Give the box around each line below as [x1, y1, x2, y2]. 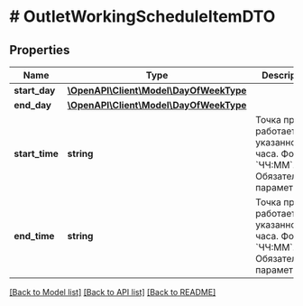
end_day [14, 99, 52, 111]
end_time [14, 230, 55, 242]
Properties [9, 42, 70, 58]
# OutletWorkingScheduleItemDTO [9, 6, 276, 27]
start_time [14, 147, 59, 160]
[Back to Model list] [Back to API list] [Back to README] [9, 287, 216, 297]
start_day [14, 84, 56, 97]
